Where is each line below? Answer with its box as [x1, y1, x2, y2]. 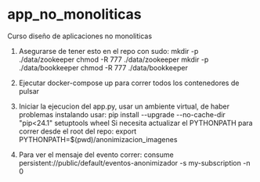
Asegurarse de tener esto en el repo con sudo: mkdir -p [18, 46, 199, 55]
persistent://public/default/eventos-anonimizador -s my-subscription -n [18, 158, 251, 167]
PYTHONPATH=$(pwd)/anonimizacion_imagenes [18, 134, 178, 144]
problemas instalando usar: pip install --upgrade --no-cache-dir [18, 109, 226, 119]
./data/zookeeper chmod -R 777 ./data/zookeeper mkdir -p [18, 55, 209, 64]
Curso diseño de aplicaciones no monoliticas [7, 31, 153, 41]
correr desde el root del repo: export [18, 127, 137, 136]
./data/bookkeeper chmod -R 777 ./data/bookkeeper [18, 62, 189, 72]
